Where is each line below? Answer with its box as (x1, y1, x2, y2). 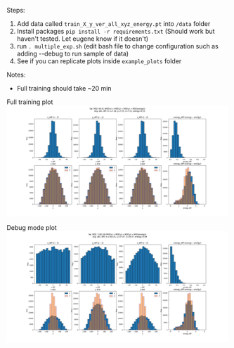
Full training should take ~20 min (16, 84, 112, 92)
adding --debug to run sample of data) (16, 49, 129, 58)
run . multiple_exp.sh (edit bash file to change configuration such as (16, 42, 219, 50)
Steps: (6, 6, 25, 14)
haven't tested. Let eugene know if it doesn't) (16, 34, 149, 43)
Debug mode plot (6, 224, 57, 231)
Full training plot (6, 98, 53, 106)
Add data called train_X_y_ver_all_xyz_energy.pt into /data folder (16, 20, 211, 27)
